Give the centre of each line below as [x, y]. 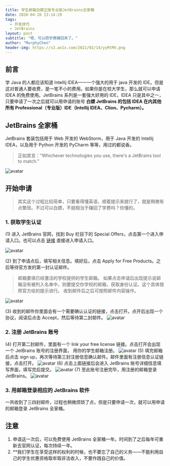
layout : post [19, 33]
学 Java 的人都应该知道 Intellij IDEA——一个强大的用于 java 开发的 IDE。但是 [84, 83]
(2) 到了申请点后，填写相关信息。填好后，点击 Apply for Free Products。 [81, 261]
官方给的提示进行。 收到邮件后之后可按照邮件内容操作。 [80, 291]
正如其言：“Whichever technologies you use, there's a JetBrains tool [89, 156]
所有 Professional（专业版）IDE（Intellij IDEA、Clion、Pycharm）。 [76, 108]
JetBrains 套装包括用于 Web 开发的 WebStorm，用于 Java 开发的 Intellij [79, 139]
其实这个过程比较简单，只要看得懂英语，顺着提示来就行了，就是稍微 [89, 202]
